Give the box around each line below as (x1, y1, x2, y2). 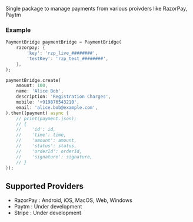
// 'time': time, (16, 132, 66, 138)
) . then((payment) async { (5, 110, 69, 116)
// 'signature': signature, (16, 154, 93, 160)
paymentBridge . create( (5, 77, 61, 83)
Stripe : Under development (14, 209, 82, 217)
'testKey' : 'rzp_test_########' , (26, 55, 109, 61)
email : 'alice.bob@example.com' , (16, 104, 98, 111)
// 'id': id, (16, 127, 56, 132)
